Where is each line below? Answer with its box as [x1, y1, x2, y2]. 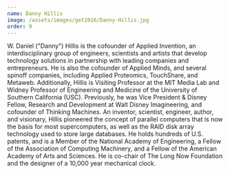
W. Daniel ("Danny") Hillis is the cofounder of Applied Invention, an [7, 42, 196, 50]
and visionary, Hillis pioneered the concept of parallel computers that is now [7, 115, 223, 124]
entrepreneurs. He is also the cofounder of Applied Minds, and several [7, 64, 207, 72]
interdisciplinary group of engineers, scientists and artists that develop [7, 49, 208, 57]
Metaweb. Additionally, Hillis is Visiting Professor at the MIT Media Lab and [7, 79, 220, 87]
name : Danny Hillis [7, 10, 63, 17]
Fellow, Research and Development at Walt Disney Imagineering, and [7, 101, 202, 109]
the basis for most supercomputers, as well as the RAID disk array [7, 122, 194, 131]
